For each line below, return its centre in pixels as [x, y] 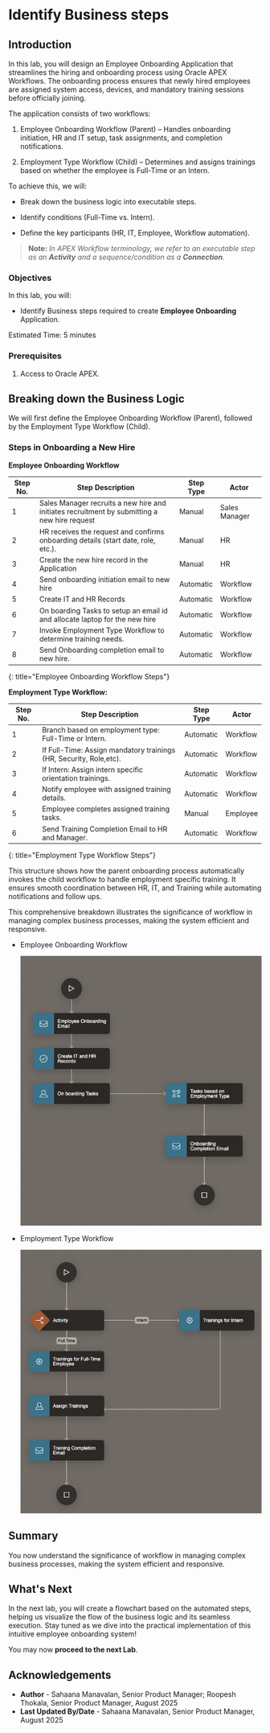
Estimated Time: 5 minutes [52, 335]
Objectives [30, 278]
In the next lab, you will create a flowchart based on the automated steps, [130, 1608]
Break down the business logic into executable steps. [108, 202]
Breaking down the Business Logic [96, 399]
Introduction [40, 45]
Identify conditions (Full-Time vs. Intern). [87, 217]
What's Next [40, 1589]
